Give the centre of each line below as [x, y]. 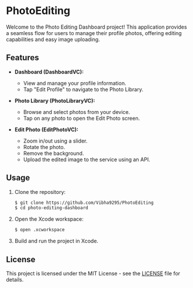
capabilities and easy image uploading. [53, 39]
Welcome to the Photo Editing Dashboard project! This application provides [96, 27]
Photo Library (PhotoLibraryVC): [55, 100]
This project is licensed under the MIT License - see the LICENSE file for [93, 273]
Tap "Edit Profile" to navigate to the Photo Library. [83, 89]
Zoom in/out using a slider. [55, 141]
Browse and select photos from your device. [77, 112]
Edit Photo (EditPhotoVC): [46, 129]
